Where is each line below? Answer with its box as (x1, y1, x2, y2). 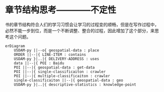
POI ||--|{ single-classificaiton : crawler (14, 69, 106, 74)
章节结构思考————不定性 (5, 4, 117, 16)
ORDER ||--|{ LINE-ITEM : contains (14, 52, 86, 57)
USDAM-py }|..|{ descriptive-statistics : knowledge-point (14, 82, 137, 87)
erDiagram (5, 44, 25, 48)
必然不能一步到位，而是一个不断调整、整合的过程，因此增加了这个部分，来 (5, 27, 155, 33)
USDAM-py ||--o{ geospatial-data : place (14, 47, 99, 53)
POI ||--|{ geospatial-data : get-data (14, 65, 95, 70)
